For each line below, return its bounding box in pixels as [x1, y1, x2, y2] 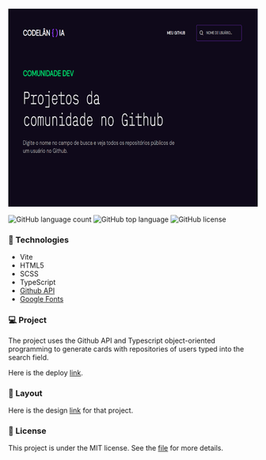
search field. [8, 352, 49, 362]
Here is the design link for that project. [8, 405, 134, 415]
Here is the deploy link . [8, 367, 83, 377]
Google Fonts [19, 295, 64, 304]
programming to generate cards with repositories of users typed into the [8, 344, 245, 353]
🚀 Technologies [8, 234, 70, 245]
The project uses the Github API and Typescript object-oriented [8, 336, 216, 345]
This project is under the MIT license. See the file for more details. [8, 443, 224, 453]
